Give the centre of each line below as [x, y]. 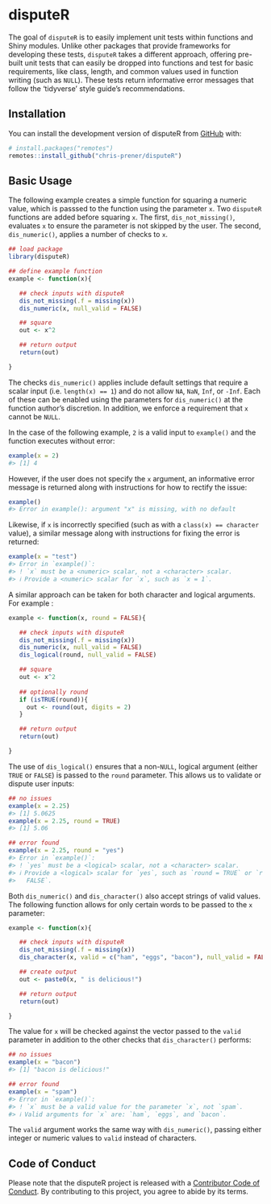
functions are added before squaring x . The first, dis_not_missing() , [122, 217]
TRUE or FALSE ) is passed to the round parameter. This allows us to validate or [135, 775]
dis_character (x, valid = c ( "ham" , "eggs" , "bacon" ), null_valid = [135, 957]
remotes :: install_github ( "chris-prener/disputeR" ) [95, 156]
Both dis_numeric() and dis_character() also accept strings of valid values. [134, 896]
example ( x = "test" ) [43, 557]
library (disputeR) [39, 257]
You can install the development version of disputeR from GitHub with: [125, 133]
